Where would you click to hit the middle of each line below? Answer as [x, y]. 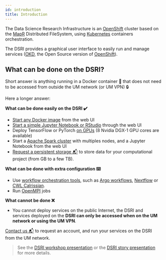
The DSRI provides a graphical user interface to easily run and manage [77, 49]
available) [22, 136]
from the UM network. [28, 238]
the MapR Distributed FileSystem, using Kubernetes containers [69, 34]
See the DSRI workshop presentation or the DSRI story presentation [86, 248]
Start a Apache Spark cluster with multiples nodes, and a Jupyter [79, 141]
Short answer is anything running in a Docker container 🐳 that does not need [83, 81]
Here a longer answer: [28, 98]
